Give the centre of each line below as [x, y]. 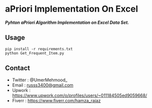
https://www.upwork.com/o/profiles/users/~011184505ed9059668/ [79, 95]
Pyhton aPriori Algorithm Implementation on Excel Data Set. [67, 22]
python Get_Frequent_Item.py [35, 53]
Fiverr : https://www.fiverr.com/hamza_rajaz [56, 100]
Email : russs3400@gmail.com [43, 85]
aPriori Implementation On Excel [72, 9]
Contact [18, 68]
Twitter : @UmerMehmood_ [40, 80]
